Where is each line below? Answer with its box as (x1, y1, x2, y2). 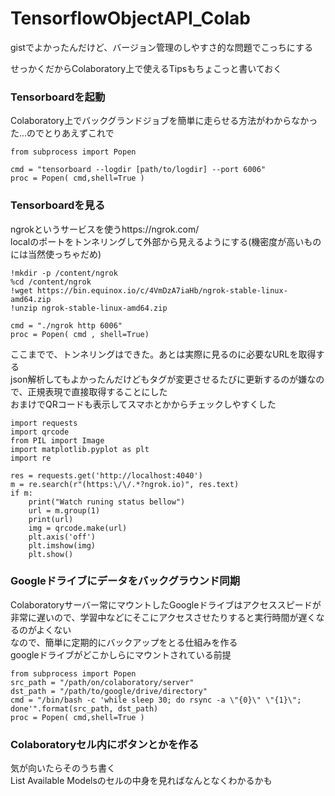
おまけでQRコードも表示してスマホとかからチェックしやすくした (10, 398, 277, 410)
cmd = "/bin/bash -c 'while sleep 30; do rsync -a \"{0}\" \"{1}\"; (10, 695, 302, 705)
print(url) (28, 514, 74, 524)
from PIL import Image (10, 435, 105, 446)
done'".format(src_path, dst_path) (10, 703, 159, 714)
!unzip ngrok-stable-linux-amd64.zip (10, 303, 168, 313)
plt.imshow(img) (28, 540, 97, 551)
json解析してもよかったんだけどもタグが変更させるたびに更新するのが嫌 (10, 373, 308, 385)
